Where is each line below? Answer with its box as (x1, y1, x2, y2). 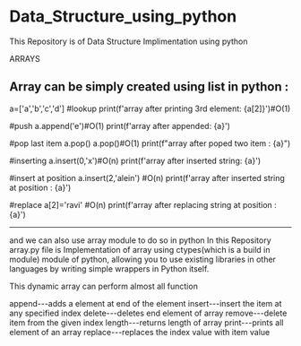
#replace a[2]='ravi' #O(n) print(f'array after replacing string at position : (9, 199, 278, 210)
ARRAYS (9, 53, 40, 64)
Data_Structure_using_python (9, 6, 237, 27)
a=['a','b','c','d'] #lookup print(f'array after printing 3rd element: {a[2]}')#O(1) (9, 103, 291, 114)
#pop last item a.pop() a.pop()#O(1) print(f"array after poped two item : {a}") (9, 137, 291, 149)
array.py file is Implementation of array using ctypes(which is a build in (9, 244, 271, 255)
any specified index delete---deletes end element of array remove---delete (9, 307, 288, 318)
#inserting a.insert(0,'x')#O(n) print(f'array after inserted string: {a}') (9, 155, 262, 166)
